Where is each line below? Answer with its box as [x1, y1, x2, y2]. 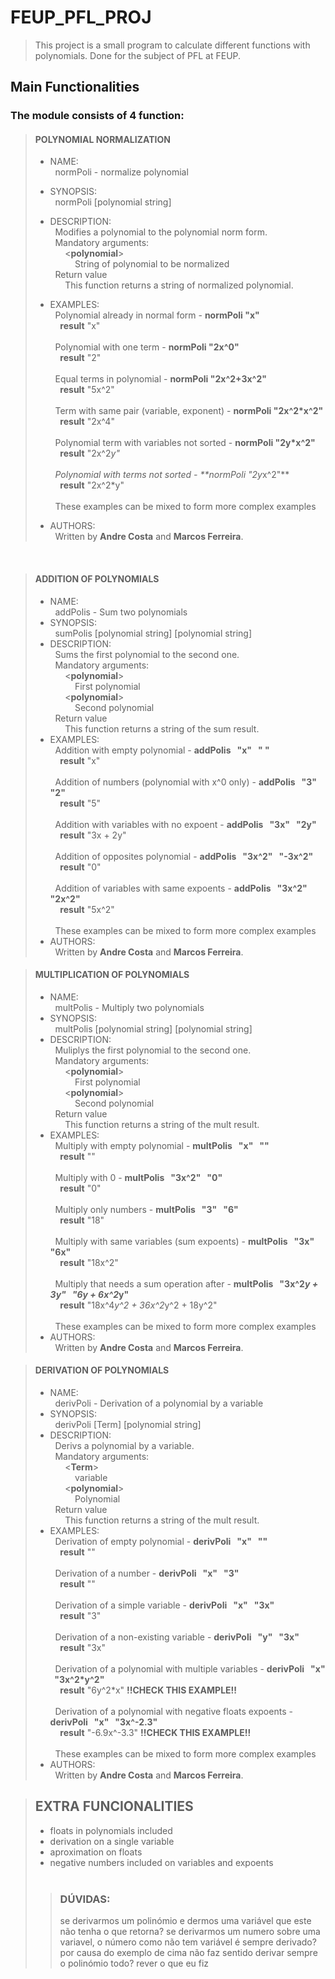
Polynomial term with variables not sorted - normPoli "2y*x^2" [54, 437, 316, 449]
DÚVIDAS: [59, 1892, 111, 1906]
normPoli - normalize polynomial [54, 166, 189, 178]
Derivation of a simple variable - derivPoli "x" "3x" [54, 1599, 275, 1611]
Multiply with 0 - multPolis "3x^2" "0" [54, 1171, 223, 1183]
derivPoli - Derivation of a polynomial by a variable [54, 1397, 264, 1410]
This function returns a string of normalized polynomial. [64, 279, 294, 291]
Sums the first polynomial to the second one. [54, 648, 240, 660]
